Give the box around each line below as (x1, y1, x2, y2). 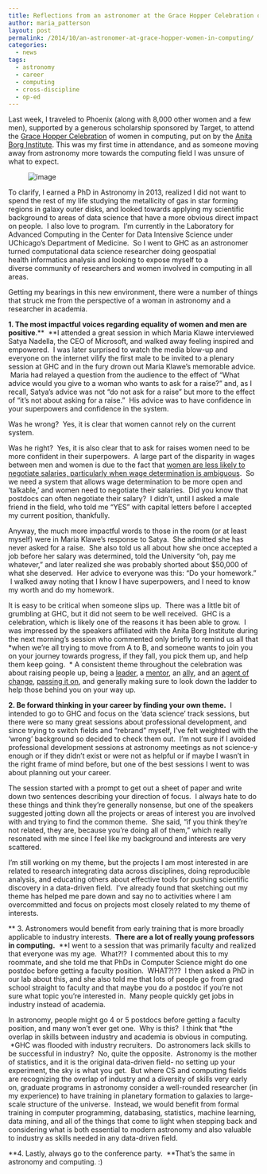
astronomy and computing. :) (8, 1157, 103, 1167)
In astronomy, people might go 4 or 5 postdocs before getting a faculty (8, 1015, 241, 1025)
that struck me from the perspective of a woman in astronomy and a (8, 295, 231, 306)
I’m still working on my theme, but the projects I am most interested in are (8, 858, 249, 867)
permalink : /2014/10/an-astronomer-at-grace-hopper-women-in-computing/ (8, 33, 254, 42)
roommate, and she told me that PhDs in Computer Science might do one (8, 958, 248, 967)
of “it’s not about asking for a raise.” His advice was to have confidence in (8, 396, 252, 405)
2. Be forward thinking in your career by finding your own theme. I (8, 701, 233, 710)
